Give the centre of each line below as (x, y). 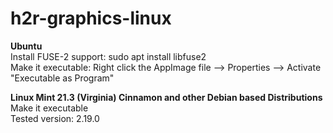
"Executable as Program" (62, 78)
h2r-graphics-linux (91, 18)
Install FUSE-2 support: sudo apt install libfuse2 (108, 56)
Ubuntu (26, 46)
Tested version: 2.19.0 (55, 118)
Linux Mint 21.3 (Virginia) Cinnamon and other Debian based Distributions (166, 97)
